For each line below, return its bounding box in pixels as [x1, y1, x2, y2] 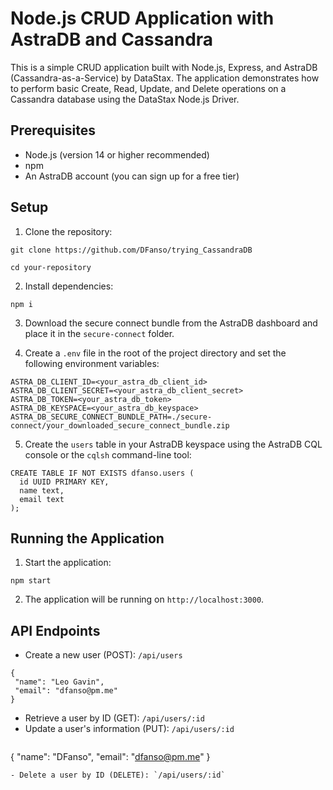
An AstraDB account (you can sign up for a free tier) [24, 170, 240, 182]
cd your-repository [10, 262, 92, 272]
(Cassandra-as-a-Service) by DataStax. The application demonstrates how [10, 72, 320, 84]
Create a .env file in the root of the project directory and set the [24, 347, 287, 359]
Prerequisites [10, 122, 96, 139]
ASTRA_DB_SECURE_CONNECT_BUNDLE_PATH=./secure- [10, 412, 213, 422]
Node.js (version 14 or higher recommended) [24, 148, 210, 161]
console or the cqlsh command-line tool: [24, 448, 192, 461]
